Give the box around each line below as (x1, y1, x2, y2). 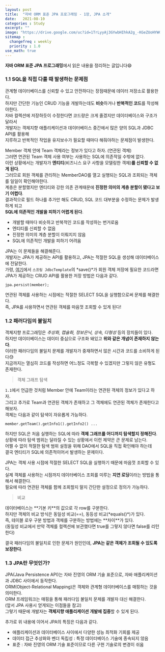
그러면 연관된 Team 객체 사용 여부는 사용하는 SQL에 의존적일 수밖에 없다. (5, 153, 145, 160)
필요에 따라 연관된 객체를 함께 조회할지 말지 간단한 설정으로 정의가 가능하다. (5, 484, 149, 490)
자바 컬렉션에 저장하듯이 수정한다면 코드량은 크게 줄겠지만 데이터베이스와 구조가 (5, 112, 158, 118)
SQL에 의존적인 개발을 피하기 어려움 (12, 238, 82, 244)
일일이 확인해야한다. (10, 178, 49, 184)
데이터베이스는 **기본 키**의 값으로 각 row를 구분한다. (5, 505, 109, 511)
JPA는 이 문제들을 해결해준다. (5, 248, 62, 254)
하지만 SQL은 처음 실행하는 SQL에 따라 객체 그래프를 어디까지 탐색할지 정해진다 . (5, 431, 158, 437)
